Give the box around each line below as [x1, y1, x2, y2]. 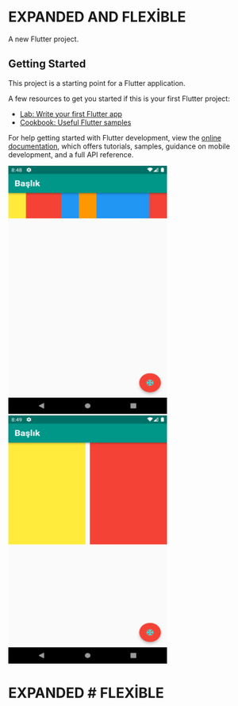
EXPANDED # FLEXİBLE [8, 684, 164, 702]
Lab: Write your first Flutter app [19, 109, 123, 118]
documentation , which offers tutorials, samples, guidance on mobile [8, 141, 230, 151]
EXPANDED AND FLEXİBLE [8, 8, 186, 26]
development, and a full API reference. [8, 149, 134, 159]
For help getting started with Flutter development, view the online [8, 133, 222, 142]
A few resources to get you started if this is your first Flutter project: [8, 94, 230, 103]
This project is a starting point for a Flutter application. [8, 78, 186, 87]
